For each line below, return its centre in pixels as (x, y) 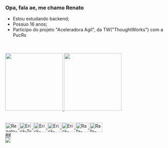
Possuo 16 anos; (30, 24)
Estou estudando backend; (41, 19)
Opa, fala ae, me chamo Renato (45, 8)
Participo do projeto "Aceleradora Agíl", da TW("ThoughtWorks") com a (88, 30)
